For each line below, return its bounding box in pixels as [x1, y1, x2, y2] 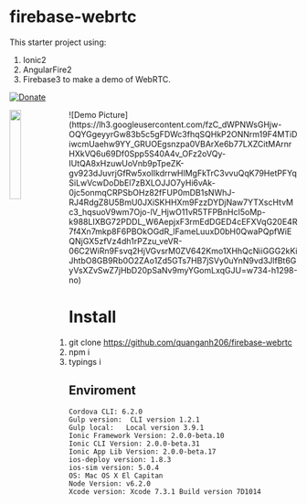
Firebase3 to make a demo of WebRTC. [22, 73, 172, 84]
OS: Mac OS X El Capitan [68, 471, 164, 480]
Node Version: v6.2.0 [68, 478, 151, 488]
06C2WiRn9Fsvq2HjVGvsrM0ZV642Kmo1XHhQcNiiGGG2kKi [68, 245, 298, 256]
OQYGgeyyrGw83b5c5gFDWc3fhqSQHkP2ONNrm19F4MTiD [68, 128, 298, 139]
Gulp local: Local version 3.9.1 [68, 423, 205, 432]
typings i [68, 356, 102, 367]
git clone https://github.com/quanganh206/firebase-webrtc [68, 337, 292, 348]
